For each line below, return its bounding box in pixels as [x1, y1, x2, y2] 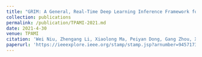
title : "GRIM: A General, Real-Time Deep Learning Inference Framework [6, 8, 189, 15]
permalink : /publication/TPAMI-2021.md [6, 20, 106, 26]
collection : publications [6, 14, 71, 20]
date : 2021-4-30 [6, 25, 47, 31]
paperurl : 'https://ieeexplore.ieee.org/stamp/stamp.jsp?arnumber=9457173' [6, 42, 200, 48]
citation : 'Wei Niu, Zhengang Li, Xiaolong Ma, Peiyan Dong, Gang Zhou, [6, 36, 192, 42]
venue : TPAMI [6, 31, 39, 37]
